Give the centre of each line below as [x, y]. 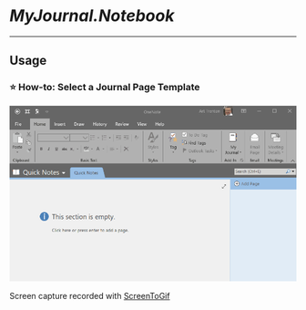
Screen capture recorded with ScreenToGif [90, 295]
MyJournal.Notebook [92, 16]
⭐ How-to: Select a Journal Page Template [105, 88]
